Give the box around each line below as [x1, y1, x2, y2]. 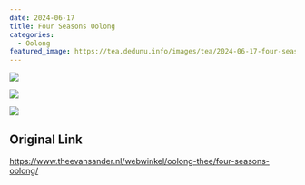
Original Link [9, 131, 84, 147]
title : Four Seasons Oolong [9, 22, 116, 31]
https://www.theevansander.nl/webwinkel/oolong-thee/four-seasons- [9, 155, 271, 166]
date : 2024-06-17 [9, 13, 75, 23]
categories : [9, 30, 54, 39]
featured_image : [9, 47, 71, 56]
